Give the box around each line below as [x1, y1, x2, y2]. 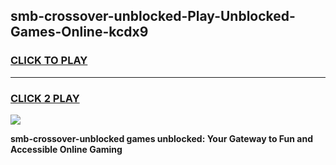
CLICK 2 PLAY [10, 91, 80, 105]
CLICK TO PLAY [10, 54, 88, 68]
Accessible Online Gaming [10, 143, 123, 155]
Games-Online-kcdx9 [10, 24, 149, 41]
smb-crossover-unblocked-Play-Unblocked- [10, 8, 296, 25]
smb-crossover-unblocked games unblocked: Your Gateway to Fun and [10, 132, 313, 144]
